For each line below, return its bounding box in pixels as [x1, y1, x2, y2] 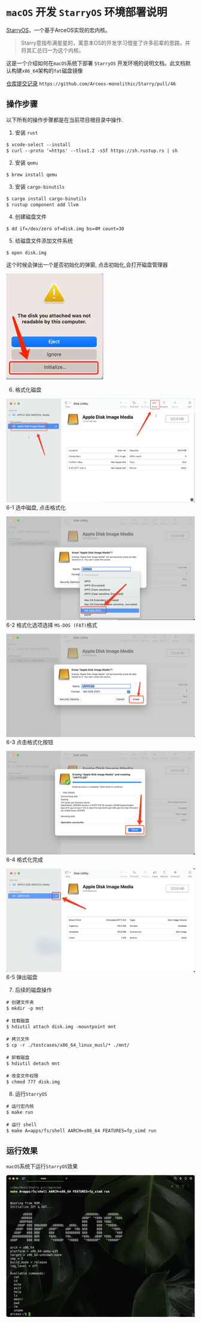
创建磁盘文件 [14, 213, 47, 220]
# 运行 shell [6, 1122, 37, 1128]
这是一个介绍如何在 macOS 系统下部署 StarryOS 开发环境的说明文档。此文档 [6, 59, 185, 67]
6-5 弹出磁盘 [6, 973, 38, 981]
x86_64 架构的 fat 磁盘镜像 [22, 67, 83, 74]
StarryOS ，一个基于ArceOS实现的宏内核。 [6, 26, 111, 34]
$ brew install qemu [6, 172, 58, 178]
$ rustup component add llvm [6, 202, 79, 208]
